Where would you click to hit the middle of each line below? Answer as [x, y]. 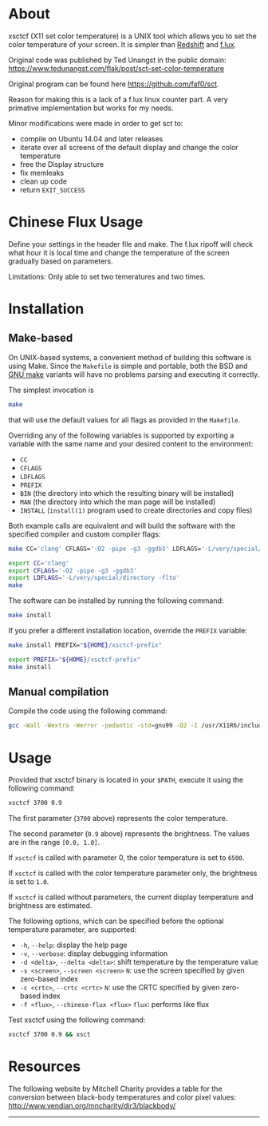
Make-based [41, 338]
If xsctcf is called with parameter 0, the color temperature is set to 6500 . [126, 858]
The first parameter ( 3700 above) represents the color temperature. [118, 819]
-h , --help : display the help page [73, 945]
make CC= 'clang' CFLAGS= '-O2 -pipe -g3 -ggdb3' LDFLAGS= [105, 549]
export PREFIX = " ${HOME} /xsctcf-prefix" [75, 660]
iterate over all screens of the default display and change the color [129, 147]
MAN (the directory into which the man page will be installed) [118, 502]
